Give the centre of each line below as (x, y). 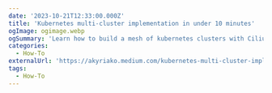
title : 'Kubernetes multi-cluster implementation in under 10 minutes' (132, 23)
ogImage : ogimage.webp (47, 31)
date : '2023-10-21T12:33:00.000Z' (67, 16)
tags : (17, 69)
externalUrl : (30, 61)
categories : (28, 46)
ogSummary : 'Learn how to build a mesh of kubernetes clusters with (126, 38)
